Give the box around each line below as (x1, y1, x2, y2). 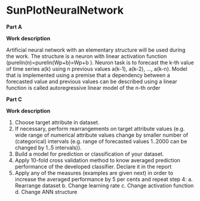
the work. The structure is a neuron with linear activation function (6, 52, 167, 59)
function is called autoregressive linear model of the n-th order (6, 84, 161, 91)
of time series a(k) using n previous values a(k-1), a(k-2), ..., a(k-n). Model (6, 65, 187, 72)
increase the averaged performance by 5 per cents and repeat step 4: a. (14, 175, 193, 183)
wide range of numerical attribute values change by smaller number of (14, 131, 189, 139)
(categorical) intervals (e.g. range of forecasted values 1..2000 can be (14, 137, 187, 145)
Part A (6, 23, 22, 30)
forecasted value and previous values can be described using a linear (6, 78, 177, 85)
